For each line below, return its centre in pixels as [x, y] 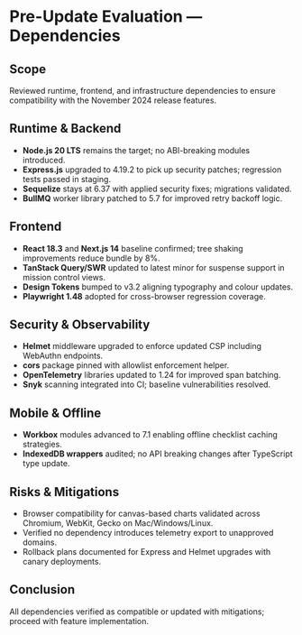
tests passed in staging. [66, 179]
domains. [39, 542]
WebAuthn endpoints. [63, 356]
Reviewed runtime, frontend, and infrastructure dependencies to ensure [143, 91]
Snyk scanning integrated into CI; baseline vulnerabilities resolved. [146, 384]
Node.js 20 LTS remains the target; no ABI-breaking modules [136, 150]
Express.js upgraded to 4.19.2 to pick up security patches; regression [152, 170]
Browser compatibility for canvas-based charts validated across [141, 514]
